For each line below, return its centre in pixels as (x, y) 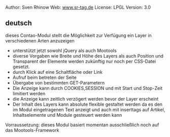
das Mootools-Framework (32, 130)
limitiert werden (29, 94)
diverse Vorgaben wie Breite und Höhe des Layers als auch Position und (88, 56)
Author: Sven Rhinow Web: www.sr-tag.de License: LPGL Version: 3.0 (78, 7)
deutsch (19, 23)
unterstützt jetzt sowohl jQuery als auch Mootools (64, 51)
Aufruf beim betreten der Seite (45, 77)
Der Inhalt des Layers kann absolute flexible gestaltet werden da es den (88, 104)
